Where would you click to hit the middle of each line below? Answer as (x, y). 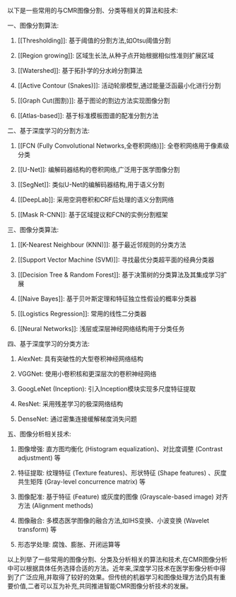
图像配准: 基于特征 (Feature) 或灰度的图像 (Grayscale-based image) (116, 497)
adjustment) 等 (39, 458)
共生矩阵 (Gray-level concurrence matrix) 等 (82, 482)
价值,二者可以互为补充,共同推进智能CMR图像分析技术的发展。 (102, 586)
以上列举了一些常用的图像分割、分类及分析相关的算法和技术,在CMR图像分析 (117, 560)
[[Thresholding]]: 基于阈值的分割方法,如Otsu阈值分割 (94, 40)
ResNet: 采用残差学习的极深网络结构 (70, 404)
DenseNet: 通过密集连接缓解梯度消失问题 (77, 419)
